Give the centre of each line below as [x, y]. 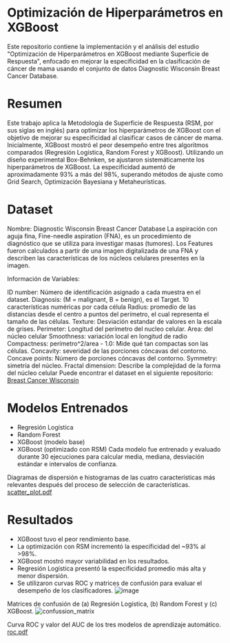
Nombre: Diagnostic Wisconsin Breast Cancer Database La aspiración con [113, 229]
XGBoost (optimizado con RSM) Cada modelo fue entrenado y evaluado [119, 449]
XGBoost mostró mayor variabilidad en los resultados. [93, 561]
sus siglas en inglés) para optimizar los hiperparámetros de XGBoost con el [114, 130]
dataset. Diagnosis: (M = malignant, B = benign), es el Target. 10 [98, 299]
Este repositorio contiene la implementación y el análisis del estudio [103, 46]
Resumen [35, 104]
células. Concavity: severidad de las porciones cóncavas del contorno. [107, 351]
